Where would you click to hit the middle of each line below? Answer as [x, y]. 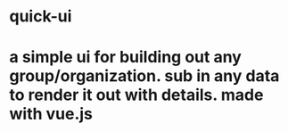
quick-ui [41, 16]
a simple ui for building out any [126, 58]
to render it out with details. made [136, 95]
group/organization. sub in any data [144, 76]
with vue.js [51, 114]
